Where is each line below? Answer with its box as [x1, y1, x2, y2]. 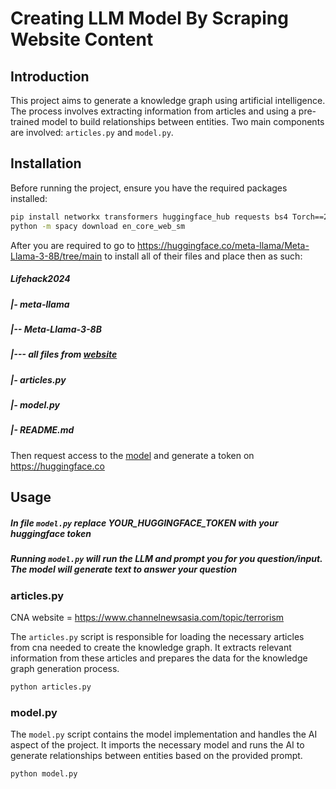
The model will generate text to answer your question [10, 563, 238, 576]
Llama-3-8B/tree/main [10, 250, 103, 262]
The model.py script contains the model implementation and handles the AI [10, 728, 318, 741]
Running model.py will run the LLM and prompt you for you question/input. [10, 553, 323, 565]
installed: [10, 192, 48, 204]
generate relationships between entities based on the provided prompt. [10, 750, 303, 762]
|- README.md [10, 424, 75, 436]
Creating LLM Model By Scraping [10, 7, 289, 30]
